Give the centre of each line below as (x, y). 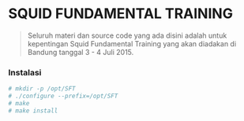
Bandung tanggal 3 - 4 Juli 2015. (81, 52)
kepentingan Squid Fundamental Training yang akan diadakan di (132, 43)
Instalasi (25, 72)
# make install (33, 111)
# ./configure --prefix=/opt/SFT (63, 96)
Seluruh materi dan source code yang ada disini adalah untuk (127, 35)
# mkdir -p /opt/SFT (42, 89)
